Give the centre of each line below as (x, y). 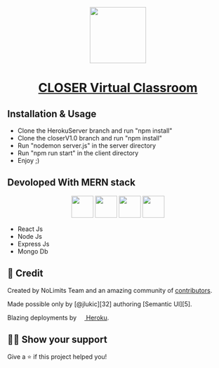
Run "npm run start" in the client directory (78, 153)
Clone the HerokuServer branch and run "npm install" (95, 131)
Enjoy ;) (28, 160)
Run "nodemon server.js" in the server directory (87, 145)
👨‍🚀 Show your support (57, 340)
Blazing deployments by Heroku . (58, 317)
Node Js (29, 236)
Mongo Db (33, 251)
